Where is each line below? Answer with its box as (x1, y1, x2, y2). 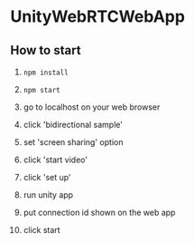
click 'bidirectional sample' (23, 120, 123, 130)
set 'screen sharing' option (23, 137, 124, 147)
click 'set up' (23, 172, 71, 182)
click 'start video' (23, 154, 88, 165)
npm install (23, 68, 69, 77)
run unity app (23, 190, 74, 200)
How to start (10, 43, 81, 58)
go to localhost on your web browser (23, 102, 161, 112)
